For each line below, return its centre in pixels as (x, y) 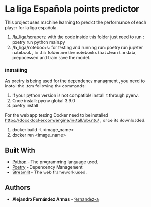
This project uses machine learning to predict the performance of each (76, 22)
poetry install (25, 106)
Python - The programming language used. (55, 162)
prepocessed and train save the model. (51, 57)
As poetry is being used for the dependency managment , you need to (75, 81)
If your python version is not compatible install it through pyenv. (75, 95)
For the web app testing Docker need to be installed (57, 115)
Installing (16, 70)
